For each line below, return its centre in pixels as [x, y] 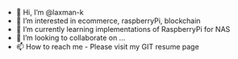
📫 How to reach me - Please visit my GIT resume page [107, 47]
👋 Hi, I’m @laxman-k [50, 12]
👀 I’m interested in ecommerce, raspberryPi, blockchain [108, 21]
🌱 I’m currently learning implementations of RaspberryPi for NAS [123, 29]
